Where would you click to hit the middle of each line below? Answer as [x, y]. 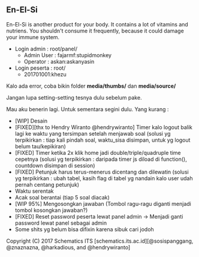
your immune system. [33, 37]
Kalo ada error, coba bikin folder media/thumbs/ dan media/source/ [91, 86]
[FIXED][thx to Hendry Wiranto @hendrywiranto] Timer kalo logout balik [104, 127]
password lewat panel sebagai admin [61, 223]
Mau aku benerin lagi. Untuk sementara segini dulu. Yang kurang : [88, 109]
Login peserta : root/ [40, 68]
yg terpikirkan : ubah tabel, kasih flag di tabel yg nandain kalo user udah [104, 178]
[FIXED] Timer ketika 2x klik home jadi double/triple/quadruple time [98, 153]
